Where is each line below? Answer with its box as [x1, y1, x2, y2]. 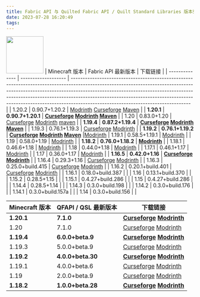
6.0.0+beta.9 [56, 233, 94, 241]
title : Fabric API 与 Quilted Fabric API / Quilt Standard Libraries [6, 8, 182, 15]
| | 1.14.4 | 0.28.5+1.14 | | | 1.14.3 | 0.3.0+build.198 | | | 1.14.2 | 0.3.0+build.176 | [6, 182, 193, 189]
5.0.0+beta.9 [56, 243, 93, 251]
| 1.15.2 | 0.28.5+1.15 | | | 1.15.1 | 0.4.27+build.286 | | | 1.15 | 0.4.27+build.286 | [6, 176, 193, 183]
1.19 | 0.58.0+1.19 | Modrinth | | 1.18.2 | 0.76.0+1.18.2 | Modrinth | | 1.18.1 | [6, 138, 185, 145]
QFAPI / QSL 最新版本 [56, 203, 117, 211]
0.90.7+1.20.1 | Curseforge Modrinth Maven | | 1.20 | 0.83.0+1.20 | [6, 112, 172, 119]
